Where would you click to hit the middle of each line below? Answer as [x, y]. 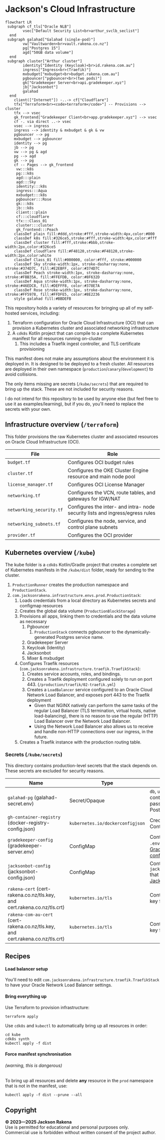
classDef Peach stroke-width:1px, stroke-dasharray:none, [74, 273]
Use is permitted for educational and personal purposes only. [67, 1127]
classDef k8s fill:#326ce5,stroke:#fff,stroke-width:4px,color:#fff [85, 238]
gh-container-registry [34, 817]
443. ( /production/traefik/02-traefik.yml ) [71, 684]
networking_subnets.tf [34, 524]
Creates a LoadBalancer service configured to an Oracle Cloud [90, 689]
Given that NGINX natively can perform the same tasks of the [96, 705]
